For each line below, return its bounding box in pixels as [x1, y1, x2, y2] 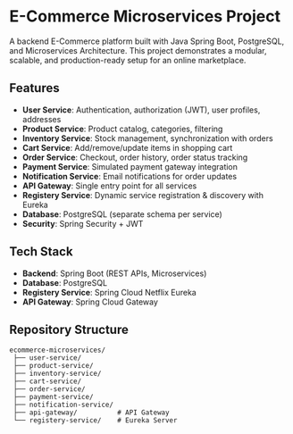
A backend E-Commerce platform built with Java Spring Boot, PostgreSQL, [9, 36, 285, 46]
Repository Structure [9, 321, 130, 337]
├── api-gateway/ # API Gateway [13, 408, 170, 417]
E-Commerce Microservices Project [9, 6, 281, 27]
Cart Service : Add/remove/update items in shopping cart [21, 142, 233, 153]
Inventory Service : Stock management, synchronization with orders [21, 132, 274, 144]
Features [9, 80, 60, 96]
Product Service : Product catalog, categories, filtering [21, 123, 223, 134]
